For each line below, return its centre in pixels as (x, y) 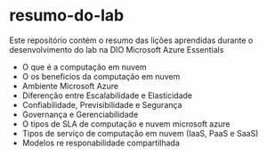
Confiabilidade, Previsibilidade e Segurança (102, 104)
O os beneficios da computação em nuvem (101, 76)
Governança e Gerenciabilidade (80, 114)
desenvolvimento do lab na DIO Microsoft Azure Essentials (117, 49)
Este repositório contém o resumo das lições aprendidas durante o (131, 40)
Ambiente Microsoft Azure (70, 86)
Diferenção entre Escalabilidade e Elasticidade (107, 95)
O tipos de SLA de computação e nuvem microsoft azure (126, 124)
